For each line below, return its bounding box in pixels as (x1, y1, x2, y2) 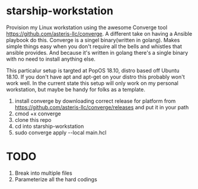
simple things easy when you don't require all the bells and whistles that (6, 43, 183, 50)
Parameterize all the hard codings (14, 175, 98, 182)
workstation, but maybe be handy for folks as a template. (6, 86, 145, 93)
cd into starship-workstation (14, 122, 84, 130)
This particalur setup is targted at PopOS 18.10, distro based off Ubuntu (6, 67, 180, 74)
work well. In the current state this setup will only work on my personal (6, 79, 179, 87)
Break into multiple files (14, 169, 72, 177)
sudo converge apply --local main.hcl (14, 129, 107, 136)
